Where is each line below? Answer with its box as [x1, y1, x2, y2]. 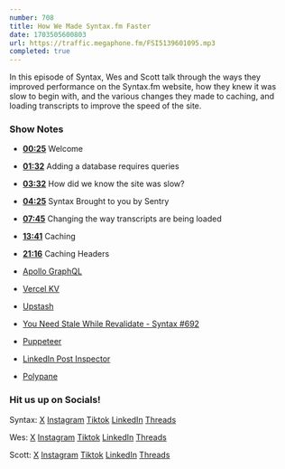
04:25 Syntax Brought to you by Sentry [22, 196, 170, 207]
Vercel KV [22, 284, 60, 295]
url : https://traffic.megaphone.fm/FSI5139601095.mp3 [9, 38, 216, 48]
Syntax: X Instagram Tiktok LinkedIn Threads [9, 414, 177, 425]
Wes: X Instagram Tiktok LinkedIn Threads [9, 431, 167, 443]
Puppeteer [22, 336, 62, 347]
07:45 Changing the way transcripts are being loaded [22, 213, 223, 224]
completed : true [9, 47, 70, 56]
